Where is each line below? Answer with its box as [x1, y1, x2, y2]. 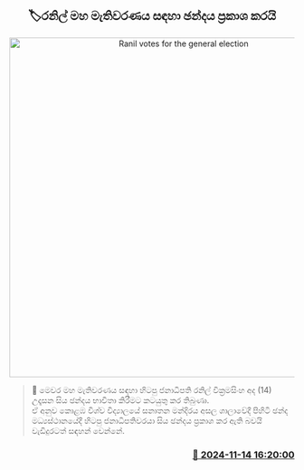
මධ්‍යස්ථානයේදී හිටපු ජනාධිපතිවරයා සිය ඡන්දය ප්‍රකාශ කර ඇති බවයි [31, 415, 262, 426]
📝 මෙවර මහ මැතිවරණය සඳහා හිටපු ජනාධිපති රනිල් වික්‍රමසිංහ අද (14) [31, 384, 272, 395]
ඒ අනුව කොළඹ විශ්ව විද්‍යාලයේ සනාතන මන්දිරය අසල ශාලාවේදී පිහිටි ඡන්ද [31, 405, 289, 416]
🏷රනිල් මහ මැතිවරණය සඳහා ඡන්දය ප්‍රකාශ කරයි [27, 8, 277, 24]
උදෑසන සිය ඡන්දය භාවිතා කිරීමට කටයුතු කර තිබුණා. [31, 394, 210, 406]
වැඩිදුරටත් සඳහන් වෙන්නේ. [31, 425, 125, 436]
